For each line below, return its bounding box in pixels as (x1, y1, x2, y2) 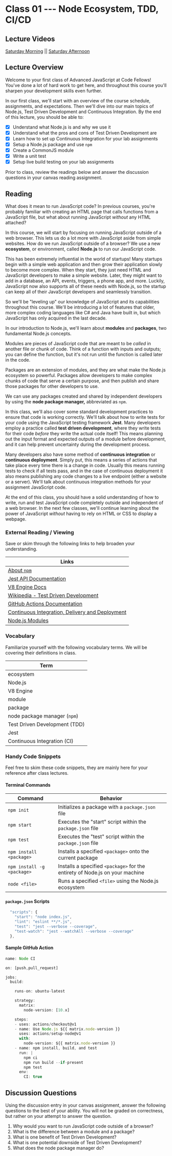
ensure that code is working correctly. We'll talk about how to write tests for (5, 414, 165, 420)
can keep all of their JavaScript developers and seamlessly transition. (5, 289, 152, 295)
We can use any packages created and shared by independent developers (5, 393, 162, 399)
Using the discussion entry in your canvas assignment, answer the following (5, 1102, 166, 1108)
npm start (8, 822, 32, 828)
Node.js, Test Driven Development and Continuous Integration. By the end (5, 109, 161, 115)
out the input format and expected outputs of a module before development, (5, 436, 166, 442)
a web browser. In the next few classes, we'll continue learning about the (5, 505, 159, 511)
